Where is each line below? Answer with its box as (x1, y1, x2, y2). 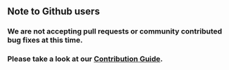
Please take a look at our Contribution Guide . (7, 54, 163, 64)
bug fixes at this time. (7, 35, 83, 45)
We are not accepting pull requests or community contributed (7, 27, 223, 36)
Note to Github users (7, 6, 100, 17)
